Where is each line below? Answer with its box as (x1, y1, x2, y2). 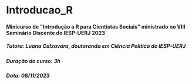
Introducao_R (6, 3, 73, 17)
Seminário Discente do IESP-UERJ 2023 (6, 29, 106, 36)
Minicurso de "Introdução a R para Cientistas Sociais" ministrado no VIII (6, 23, 186, 30)
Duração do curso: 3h (6, 57, 60, 64)
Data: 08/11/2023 (6, 72, 50, 79)
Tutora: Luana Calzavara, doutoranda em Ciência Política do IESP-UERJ (6, 43, 186, 50)
